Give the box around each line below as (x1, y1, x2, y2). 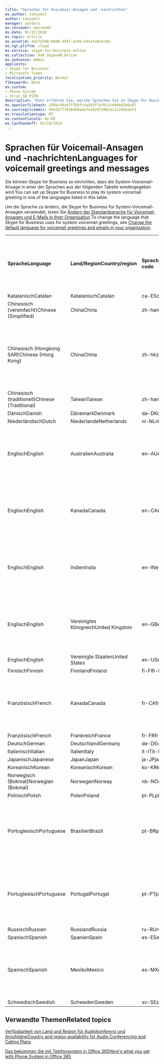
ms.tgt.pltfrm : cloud (5, 44, 49, 48)
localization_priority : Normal (5, 75, 69, 80)
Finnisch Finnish (7, 667, 44, 674)
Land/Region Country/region (70, 260, 137, 267)
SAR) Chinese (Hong (7, 351, 54, 358)
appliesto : (5, 62, 27, 67)
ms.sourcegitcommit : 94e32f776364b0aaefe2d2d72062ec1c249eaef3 (5, 107, 137, 113)
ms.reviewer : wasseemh (5, 25, 51, 30)
